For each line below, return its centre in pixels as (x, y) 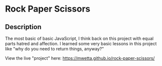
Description (23, 27)
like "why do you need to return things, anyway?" (54, 49)
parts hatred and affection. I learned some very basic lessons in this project (81, 44)
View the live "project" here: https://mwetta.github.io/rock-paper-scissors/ (80, 58)
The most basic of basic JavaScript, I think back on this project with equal (79, 38)
